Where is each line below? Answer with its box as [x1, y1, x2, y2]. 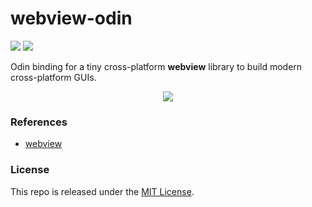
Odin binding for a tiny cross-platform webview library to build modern [10, 60, 303, 72]
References [10, 115, 68, 129]
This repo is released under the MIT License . [10, 185, 195, 197]
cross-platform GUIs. [10, 71, 97, 83]
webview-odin [10, 7, 133, 30]
